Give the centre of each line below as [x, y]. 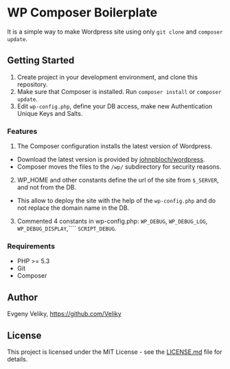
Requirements [31, 246]
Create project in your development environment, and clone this [107, 77]
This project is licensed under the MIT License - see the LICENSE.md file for [115, 352]
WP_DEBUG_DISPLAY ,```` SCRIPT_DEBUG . [67, 228]
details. [18, 359]
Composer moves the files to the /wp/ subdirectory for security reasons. [119, 167]
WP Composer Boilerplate [82, 13]
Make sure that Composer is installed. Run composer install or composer [119, 91]
